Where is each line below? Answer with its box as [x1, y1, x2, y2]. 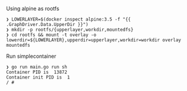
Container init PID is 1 [6, 74, 70, 80]
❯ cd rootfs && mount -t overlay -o [6, 32, 96, 38]
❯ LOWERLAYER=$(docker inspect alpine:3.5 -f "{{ [6, 17, 131, 22]
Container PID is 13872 [6, 69, 67, 75]
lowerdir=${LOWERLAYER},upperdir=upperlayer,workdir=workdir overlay [6, 37, 182, 43]
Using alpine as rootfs [6, 5, 60, 12]
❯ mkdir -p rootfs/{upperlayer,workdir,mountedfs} [6, 27, 134, 32]
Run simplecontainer [6, 53, 56, 60]
